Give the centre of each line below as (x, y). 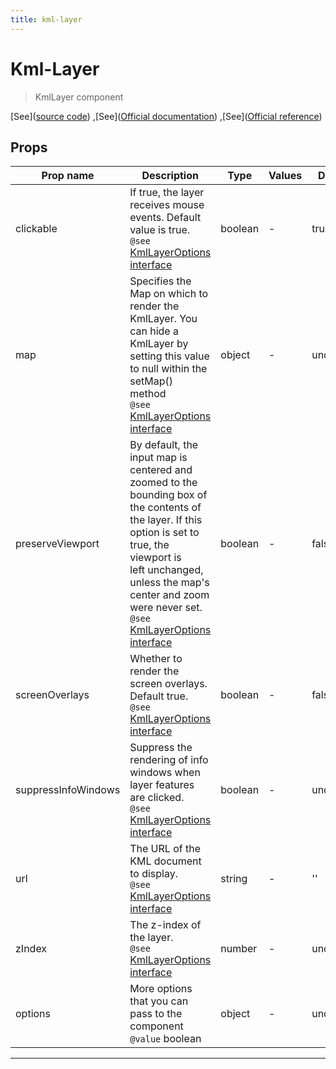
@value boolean (165, 1039)
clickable (36, 229)
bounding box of (168, 495)
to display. (153, 874)
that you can (159, 1001)
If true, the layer (167, 193)
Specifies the (160, 281)
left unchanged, (166, 570)
